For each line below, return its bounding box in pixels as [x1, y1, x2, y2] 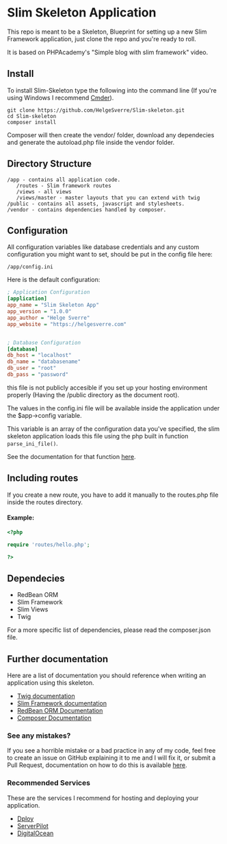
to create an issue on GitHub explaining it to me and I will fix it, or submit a [7, 753, 216, 762]
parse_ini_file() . [7, 439, 58, 447]
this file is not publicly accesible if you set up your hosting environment [7, 383, 208, 392]
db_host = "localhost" [7, 352, 72, 359]
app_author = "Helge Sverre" [7, 314, 90, 321]
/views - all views [16, 188, 72, 195]
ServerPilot [16, 821, 49, 830]
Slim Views [16, 605, 49, 613]
